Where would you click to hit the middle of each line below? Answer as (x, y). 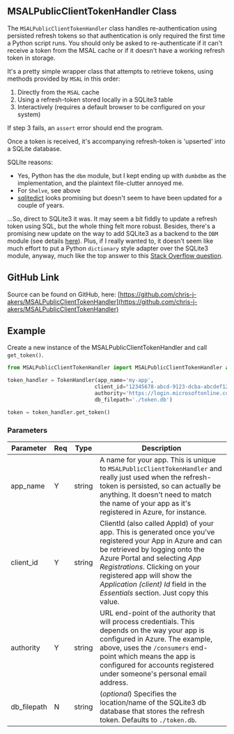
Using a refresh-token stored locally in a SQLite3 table (95, 99)
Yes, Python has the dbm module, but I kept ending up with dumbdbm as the (122, 175)
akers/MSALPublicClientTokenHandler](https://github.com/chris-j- (102, 301)
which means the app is (157, 656)
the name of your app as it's (146, 503)
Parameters (27, 430)
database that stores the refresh (153, 711)
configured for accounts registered (157, 665)
